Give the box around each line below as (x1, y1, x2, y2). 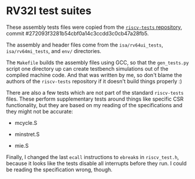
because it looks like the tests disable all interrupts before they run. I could (6, 160, 187, 167)
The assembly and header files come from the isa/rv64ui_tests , (6, 41, 163, 48)
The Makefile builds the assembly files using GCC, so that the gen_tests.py (6, 59, 190, 66)
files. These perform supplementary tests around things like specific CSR (6, 95, 184, 102)
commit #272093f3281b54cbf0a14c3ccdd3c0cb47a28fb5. (6, 29, 149, 37)
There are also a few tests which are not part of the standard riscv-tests (6, 89, 184, 96)
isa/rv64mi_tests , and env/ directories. (6, 47, 102, 54)
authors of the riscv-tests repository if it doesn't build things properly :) (6, 78, 183, 85)
